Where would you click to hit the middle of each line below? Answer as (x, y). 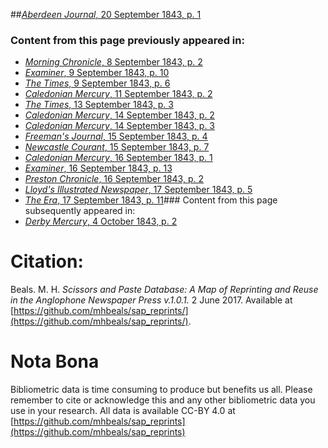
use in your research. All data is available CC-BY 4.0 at (123, 411)
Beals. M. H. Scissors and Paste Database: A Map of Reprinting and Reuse (164, 290)
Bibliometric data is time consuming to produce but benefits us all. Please (161, 390)
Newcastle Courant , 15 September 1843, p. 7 (117, 147)
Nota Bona (55, 361)
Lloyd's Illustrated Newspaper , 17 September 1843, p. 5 (138, 190)
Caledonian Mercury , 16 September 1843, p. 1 (118, 158)
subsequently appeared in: (80, 211)
